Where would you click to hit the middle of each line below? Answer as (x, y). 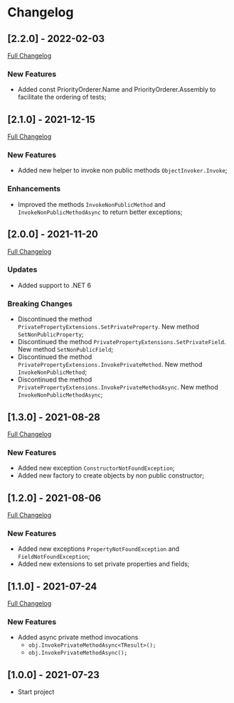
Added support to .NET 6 (54, 285)
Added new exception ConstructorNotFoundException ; (96, 468)
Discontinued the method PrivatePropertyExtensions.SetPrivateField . (122, 342)
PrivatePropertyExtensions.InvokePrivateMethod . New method (110, 365)
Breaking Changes (40, 304)
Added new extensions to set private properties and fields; (103, 564)
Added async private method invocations (78, 638)
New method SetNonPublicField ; (65, 350)
